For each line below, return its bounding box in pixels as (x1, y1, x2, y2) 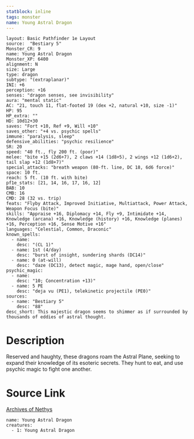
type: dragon (6, 72, 38, 78)
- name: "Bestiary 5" (11, 299, 65, 305)
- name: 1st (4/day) (11, 247, 62, 253)
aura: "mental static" (6, 98, 62, 104)
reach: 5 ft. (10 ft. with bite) (6, 175, 88, 181)
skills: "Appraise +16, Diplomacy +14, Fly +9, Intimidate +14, (6, 211, 167, 217)
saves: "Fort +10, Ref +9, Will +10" (6, 123, 99, 130)
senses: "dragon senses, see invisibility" (6, 93, 115, 98)
